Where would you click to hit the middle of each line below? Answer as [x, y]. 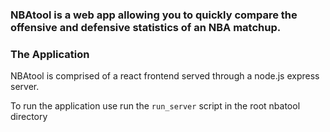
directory [29, 117]
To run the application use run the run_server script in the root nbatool [155, 106]
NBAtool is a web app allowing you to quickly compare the [154, 15]
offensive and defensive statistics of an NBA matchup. [146, 27]
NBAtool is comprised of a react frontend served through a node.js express [165, 76]
